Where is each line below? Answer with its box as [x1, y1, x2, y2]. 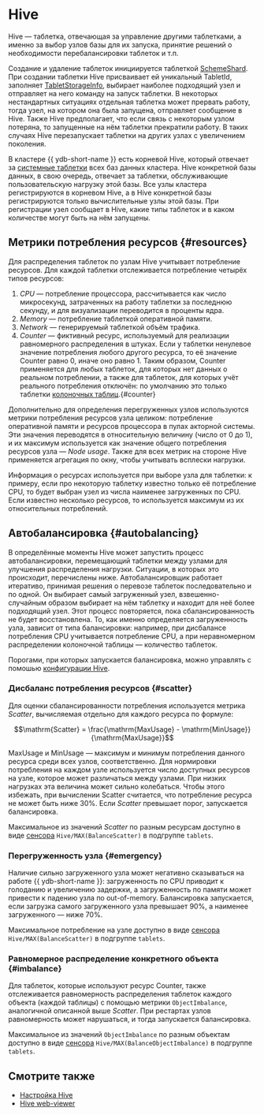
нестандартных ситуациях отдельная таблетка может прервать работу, [8, 97, 251, 106]
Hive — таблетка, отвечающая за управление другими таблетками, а [8, 32, 242, 41]
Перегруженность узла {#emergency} [8, 850, 163, 861]
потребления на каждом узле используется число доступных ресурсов [8, 765, 251, 774]
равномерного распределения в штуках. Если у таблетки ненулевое [19, 339, 252, 349]
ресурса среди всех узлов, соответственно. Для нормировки [8, 756, 217, 766]
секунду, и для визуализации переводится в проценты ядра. [19, 305, 225, 315]
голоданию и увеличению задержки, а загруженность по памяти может [8, 885, 252, 894]
